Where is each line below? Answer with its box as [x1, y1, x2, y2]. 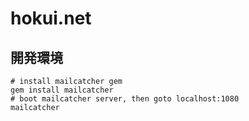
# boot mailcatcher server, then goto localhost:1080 [10, 94, 240, 104]
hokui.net [10, 7, 92, 30]
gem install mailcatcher [10, 85, 114, 95]
